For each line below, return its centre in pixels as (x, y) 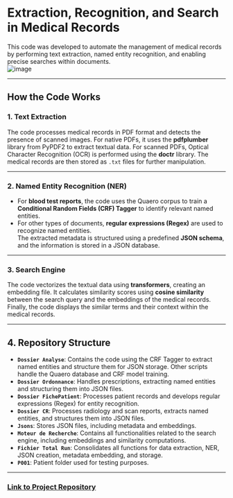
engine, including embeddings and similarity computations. (102, 440)
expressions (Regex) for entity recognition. (78, 404)
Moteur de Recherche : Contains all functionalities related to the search (116, 433)
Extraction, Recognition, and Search (113, 13)
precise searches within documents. (59, 61)
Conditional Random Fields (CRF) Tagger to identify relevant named (115, 208)
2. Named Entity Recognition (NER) (67, 186)
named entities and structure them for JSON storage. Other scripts (112, 367)
